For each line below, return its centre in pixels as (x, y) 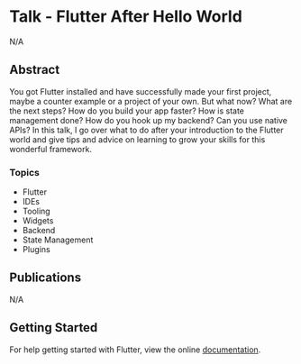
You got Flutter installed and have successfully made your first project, (141, 91)
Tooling (36, 211)
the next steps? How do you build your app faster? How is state (127, 111)
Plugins (36, 250)
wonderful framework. (51, 149)
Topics (25, 172)
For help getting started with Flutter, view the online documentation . (135, 350)
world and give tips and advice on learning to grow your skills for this (137, 139)
